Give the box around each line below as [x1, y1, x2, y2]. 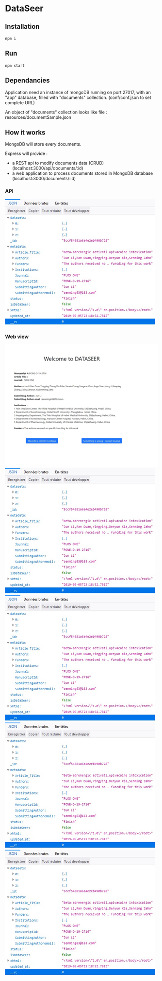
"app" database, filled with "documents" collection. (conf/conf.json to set [5, 94, 151, 100]
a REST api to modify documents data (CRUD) [12, 160, 104, 166]
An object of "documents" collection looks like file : [5, 109, 108, 115]
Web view [5, 333, 29, 340]
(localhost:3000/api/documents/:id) [12, 165, 83, 171]
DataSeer [5, 3, 44, 14]
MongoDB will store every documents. [5, 141, 81, 147]
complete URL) [5, 99, 35, 105]
